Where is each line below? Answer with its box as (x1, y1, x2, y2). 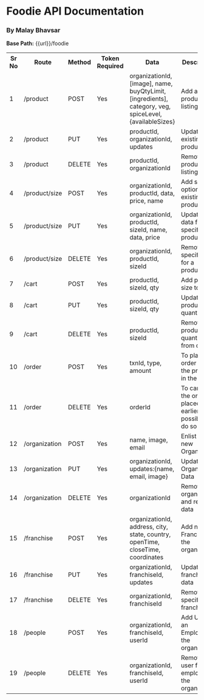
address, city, (129, 523, 168, 531)
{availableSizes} (129, 118, 175, 126)
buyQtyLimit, (129, 87, 166, 96)
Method (67, 58, 91, 66)
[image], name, (129, 79, 173, 88)
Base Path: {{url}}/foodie (6, 40, 69, 47)
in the (181, 374, 197, 383)
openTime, (129, 538, 160, 546)
